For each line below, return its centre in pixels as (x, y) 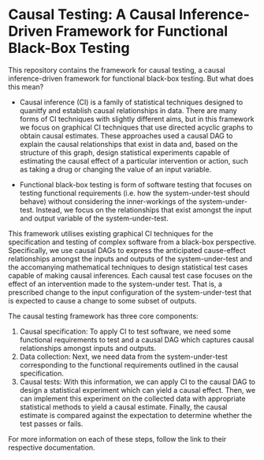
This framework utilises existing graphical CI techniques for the (111, 233)
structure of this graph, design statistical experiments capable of (125, 153)
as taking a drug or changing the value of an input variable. (115, 169)
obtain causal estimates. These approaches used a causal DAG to (126, 135)
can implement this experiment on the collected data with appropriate (132, 398)
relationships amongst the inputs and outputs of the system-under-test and (130, 258)
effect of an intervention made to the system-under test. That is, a (115, 284)
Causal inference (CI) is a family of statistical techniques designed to (131, 102)
